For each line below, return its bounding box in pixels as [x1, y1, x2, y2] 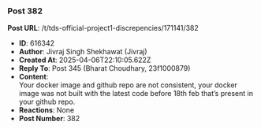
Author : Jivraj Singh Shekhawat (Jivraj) [18, 47, 147, 57]
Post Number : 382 [18, 114, 80, 123]
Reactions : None [18, 105, 75, 115]
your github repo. [18, 97, 76, 107]
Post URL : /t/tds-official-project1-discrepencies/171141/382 [7, 24, 199, 33]
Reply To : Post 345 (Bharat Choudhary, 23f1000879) [18, 64, 191, 73]
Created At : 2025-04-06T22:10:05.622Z [18, 55, 151, 64]
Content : [18, 72, 49, 82]
